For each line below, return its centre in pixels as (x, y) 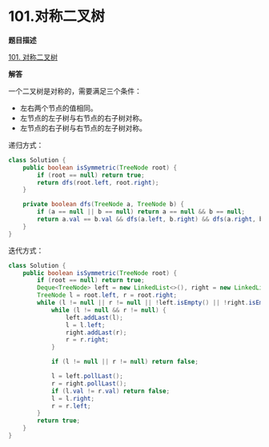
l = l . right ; (72, 398)
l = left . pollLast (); (87, 377)
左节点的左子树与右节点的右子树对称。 (83, 118)
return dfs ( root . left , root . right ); (98, 182)
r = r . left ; (71, 406)
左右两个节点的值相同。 (58, 108)
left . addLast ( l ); (94, 317)
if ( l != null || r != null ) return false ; (124, 362)
